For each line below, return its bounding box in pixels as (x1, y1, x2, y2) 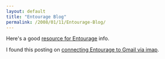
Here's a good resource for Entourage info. (6, 35, 110, 42)
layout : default (6, 8, 46, 14)
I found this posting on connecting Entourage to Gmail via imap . (6, 46, 159, 53)
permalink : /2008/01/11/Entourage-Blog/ (6, 19, 106, 25)
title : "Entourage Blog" (6, 14, 67, 20)
